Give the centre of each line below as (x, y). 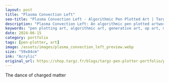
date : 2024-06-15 (23, 33)
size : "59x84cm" (22, 51)
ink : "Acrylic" (21, 56)
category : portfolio (27, 38)
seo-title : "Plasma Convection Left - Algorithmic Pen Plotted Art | (80, 19)
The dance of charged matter (36, 75)
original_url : (20, 61)
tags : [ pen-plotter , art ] (32, 42)
